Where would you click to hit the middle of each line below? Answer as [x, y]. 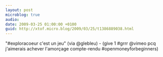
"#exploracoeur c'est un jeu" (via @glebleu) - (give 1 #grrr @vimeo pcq [81, 43]
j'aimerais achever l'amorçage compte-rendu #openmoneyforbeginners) [82, 49]
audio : [12, 19]
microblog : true [23, 15]
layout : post [19, 10]
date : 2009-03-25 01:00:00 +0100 [41, 24]
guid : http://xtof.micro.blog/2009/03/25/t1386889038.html [70, 29]
